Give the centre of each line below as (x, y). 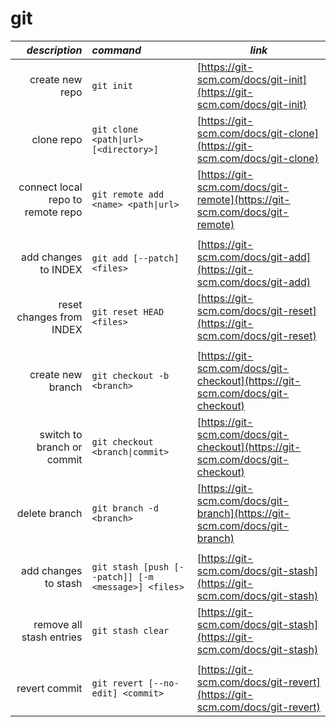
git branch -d (125, 508)
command (116, 50)
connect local (50, 187)
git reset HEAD (128, 311)
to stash (63, 583)
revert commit (49, 688)
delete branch (49, 513)
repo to (65, 199)
